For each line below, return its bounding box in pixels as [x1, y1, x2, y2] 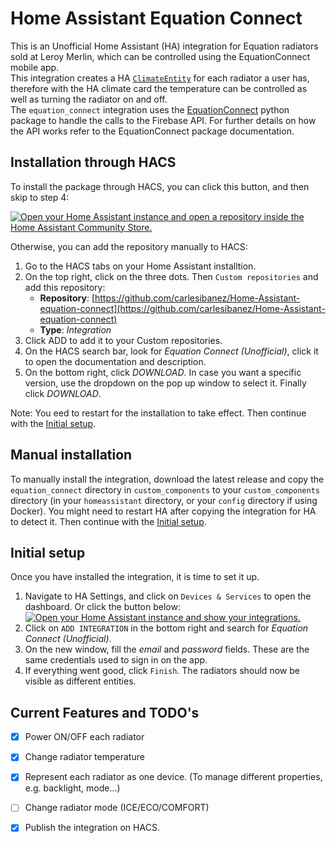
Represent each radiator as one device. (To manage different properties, [24, 771, 323, 783]
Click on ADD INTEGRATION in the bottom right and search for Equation [24, 622, 309, 634]
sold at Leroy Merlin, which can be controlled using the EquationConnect [10, 50, 311, 62]
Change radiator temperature [24, 751, 145, 763]
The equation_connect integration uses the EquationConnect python [10, 103, 290, 116]
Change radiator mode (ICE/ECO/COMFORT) [24, 802, 210, 814]
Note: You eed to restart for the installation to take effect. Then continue [10, 407, 307, 419]
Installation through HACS [10, 154, 177, 171]
